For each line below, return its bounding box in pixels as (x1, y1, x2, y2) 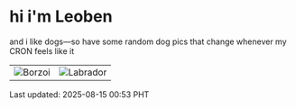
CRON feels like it (9, 45, 75, 56)
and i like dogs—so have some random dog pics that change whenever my (9, 36, 287, 47)
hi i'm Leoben (9, 6, 113, 27)
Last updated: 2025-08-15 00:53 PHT (9, 88, 150, 100)
